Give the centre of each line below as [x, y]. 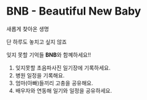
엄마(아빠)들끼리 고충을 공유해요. [54, 83]
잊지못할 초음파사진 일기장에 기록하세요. [63, 68]
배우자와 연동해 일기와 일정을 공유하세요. [63, 90]
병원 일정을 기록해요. [40, 75]
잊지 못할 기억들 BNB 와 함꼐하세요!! [49, 55]
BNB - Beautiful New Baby [74, 11]
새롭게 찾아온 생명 [28, 29]
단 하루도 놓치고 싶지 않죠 [37, 41]
